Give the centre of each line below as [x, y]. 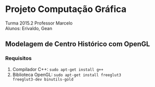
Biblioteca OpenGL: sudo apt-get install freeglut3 [67, 74]
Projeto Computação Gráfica [66, 9]
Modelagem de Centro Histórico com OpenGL [78, 44]
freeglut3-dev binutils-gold [43, 79]
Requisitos [18, 58]
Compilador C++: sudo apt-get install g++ [58, 69]
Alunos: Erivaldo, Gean [29, 28]
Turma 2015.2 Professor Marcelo [39, 23]
